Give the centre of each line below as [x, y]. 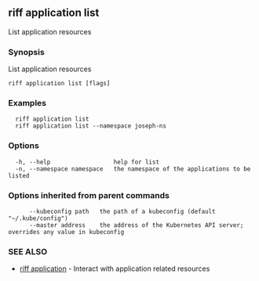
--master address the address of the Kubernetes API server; [136, 225]
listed [19, 175]
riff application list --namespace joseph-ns [91, 126]
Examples [27, 103]
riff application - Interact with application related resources [115, 268]
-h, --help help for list [87, 162]
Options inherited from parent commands [89, 195]
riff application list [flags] [59, 84]
